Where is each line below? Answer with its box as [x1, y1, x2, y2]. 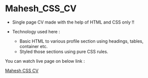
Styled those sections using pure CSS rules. [19, 49, 109, 54]
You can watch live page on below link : [5, 58, 85, 64]
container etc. [19, 43, 48, 49]
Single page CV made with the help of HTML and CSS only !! [12, 19, 135, 25]
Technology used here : [12, 28, 60, 34]
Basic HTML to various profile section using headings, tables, [19, 38, 144, 44]
